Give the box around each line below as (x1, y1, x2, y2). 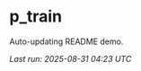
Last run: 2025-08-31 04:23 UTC (9, 53, 132, 64)
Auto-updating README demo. (9, 36, 124, 47)
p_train (9, 6, 63, 27)
